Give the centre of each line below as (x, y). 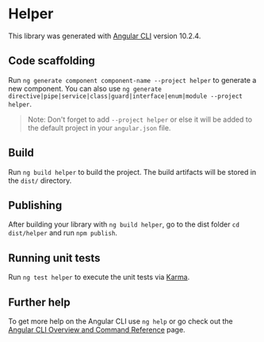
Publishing (35, 205)
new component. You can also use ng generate (85, 88)
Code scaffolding (52, 61)
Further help (40, 302)
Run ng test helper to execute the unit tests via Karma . (99, 277)
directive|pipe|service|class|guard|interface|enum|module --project (126, 96)
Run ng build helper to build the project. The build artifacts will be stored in (132, 172)
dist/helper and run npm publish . (63, 233)
